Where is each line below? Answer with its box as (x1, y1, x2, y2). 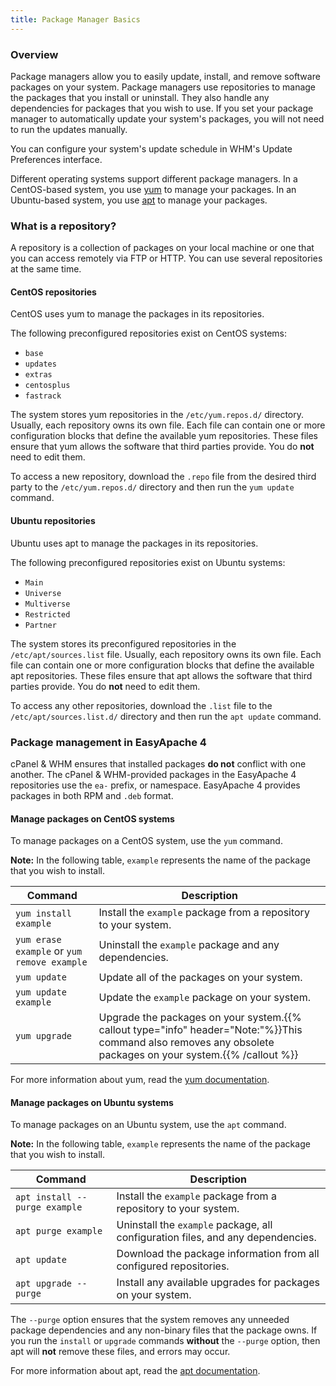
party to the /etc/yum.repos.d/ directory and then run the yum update (10, 481, 295, 493)
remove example (15, 957, 88, 968)
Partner (24, 620, 57, 630)
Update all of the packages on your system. (98, 971, 303, 985)
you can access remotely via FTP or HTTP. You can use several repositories (10, 252, 323, 265)
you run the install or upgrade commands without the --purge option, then (10, 1335, 321, 1347)
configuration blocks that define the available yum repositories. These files (10, 430, 319, 442)
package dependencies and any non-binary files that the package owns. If (10, 1324, 318, 1336)
